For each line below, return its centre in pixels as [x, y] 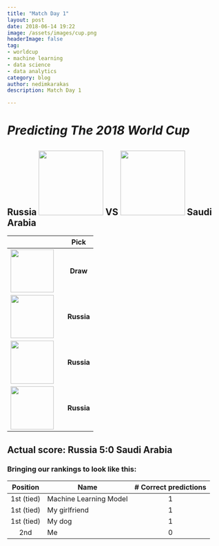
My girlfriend [68, 509]
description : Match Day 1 [44, 90]
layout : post [26, 20]
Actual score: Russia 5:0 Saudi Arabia [90, 450]
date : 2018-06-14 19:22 [41, 26]
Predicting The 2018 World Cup [98, 131]
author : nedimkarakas [38, 84]
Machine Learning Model [87, 498]
